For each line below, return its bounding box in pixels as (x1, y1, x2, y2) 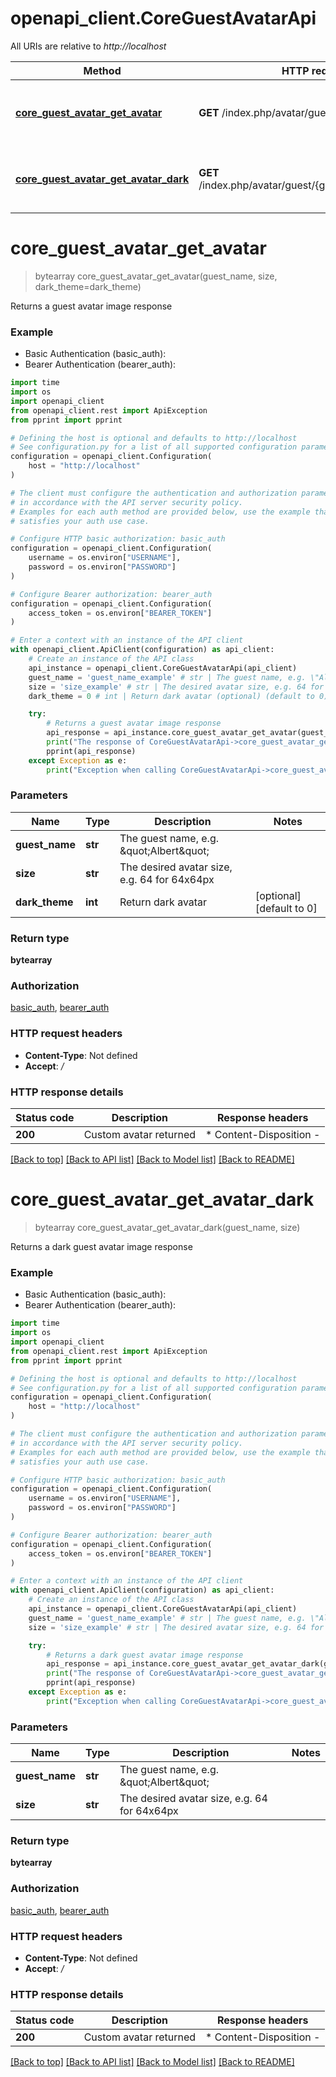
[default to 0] (254, 901, 318, 915)
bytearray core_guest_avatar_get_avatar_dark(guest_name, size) (34, 1221, 301, 1233)
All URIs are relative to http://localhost (10, 40, 167, 52)
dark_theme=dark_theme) (34, 280, 142, 292)
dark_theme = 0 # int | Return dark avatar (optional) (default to (28, 691, 315, 701)
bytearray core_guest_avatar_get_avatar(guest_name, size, (34, 270, 278, 282)
